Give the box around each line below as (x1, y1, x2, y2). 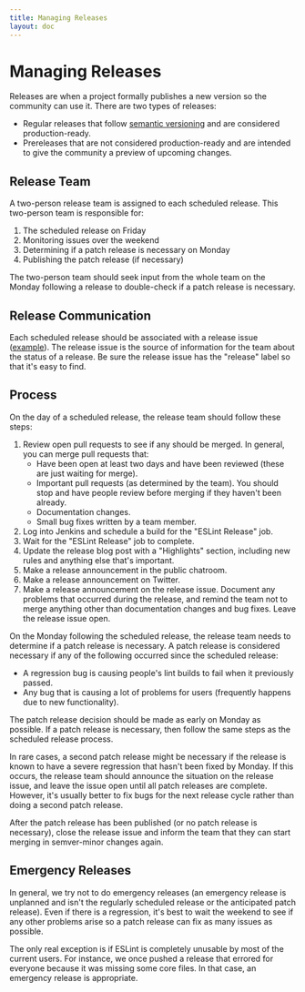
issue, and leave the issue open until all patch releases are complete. (9, 780, 268, 791)
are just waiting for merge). (36, 468, 138, 479)
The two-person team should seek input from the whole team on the (9, 272, 266, 283)
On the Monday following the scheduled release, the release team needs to (9, 630, 291, 642)
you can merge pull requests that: (22, 448, 149, 460)
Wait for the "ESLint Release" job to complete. (22, 535, 195, 546)
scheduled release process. (9, 734, 114, 744)
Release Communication (9, 308, 152, 323)
